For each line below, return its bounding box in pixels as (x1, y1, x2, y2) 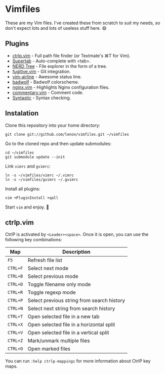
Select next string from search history (28, 305, 115, 312)
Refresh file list (28, 257, 63, 264)
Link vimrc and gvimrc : (5, 163, 51, 169)
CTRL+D (7, 281, 23, 287)
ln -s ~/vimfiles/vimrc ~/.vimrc (5, 172, 74, 178)
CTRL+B (7, 273, 23, 279)
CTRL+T (7, 314, 23, 320)
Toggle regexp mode (28, 289, 76, 296)
